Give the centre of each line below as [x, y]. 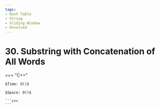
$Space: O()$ [18, 93]
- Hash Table [18, 14]
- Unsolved [16, 28]
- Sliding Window [23, 23]
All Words [25, 62]
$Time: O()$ [17, 84]
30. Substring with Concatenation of [80, 52]
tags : [10, 9]
